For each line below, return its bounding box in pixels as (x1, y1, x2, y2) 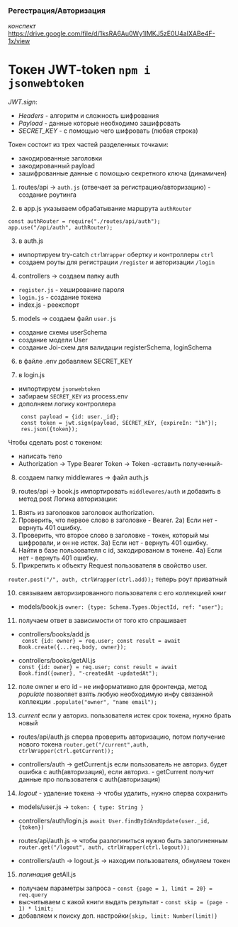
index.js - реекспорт (18, 300, 80, 309)
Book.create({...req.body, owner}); (18, 644, 127, 651)
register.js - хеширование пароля (18, 286, 125, 294)
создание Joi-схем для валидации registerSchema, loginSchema (18, 343, 212, 352)
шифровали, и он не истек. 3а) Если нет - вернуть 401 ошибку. (18, 538, 208, 547)
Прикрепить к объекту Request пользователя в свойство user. (18, 561, 208, 570)
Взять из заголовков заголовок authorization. (18, 509, 154, 517)
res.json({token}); (21, 425, 79, 433)
